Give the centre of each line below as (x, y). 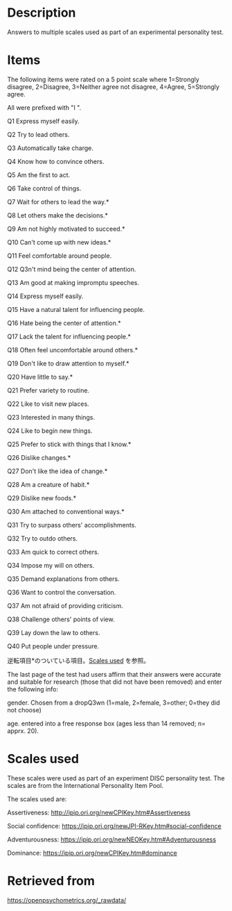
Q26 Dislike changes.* (39, 457)
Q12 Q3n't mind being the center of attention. (72, 269)
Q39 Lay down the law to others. (54, 632)
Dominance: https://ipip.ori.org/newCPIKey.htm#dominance (92, 853)
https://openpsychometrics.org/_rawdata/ (67, 900)
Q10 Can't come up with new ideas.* (59, 242)
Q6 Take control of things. (44, 188)
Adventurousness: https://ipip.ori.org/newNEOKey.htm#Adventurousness (112, 839)
